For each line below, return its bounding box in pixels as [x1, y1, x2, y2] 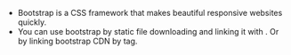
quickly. [17, 17, 47, 27]
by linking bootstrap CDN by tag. [17, 35, 138, 46]
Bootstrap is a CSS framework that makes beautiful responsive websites [17, 8, 283, 18]
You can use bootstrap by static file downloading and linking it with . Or [17, 27, 279, 36]
